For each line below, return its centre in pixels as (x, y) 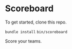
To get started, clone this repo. (36, 22)
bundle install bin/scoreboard (36, 32)
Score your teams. (24, 41)
